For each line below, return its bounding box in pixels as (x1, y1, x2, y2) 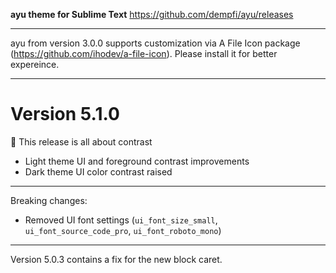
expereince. (10, 59, 60, 70)
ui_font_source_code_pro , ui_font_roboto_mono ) (24, 224, 222, 236)
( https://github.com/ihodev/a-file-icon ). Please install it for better (10, 48, 278, 59)
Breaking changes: (10, 194, 88, 206)
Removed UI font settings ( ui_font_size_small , (24, 214, 218, 226)
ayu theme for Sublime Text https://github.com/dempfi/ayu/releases (10, 9, 294, 20)
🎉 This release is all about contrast (10, 135, 153, 148)
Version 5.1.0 (10, 103, 120, 126)
